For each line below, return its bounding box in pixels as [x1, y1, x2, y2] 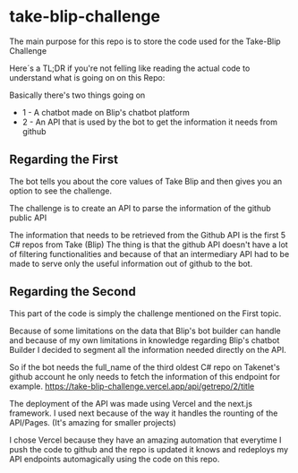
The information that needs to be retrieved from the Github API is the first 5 [9, 229, 286, 240]
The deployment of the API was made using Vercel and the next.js [9, 398, 253, 408]
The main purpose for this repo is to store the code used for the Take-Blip [9, 36, 281, 47]
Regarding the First [9, 152, 119, 168]
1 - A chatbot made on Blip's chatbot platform [21, 107, 191, 117]
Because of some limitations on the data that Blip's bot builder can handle [9, 325, 281, 336]
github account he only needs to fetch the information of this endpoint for [9, 371, 280, 382]
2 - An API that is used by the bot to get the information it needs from [21, 116, 277, 127]
